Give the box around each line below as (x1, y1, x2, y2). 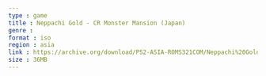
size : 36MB (8, 56, 47, 64)
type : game (8, 11, 47, 20)
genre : (8, 26, 34, 34)
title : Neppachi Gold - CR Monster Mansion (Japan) (8, 19, 186, 27)
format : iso (8, 33, 51, 42)
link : (8, 48, 30, 56)
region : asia (8, 41, 55, 49)
